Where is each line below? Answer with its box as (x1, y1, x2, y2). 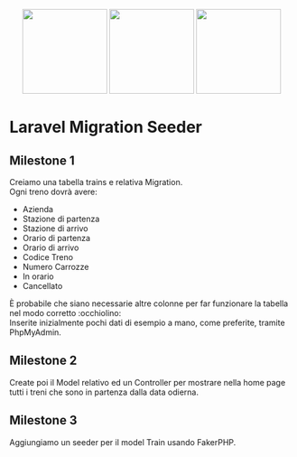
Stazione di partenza (22, 213, 100, 224)
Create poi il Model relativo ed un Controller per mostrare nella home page (9, 377, 286, 387)
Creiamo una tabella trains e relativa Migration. (9, 177, 183, 187)
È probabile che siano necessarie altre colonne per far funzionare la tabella (9, 298, 289, 309)
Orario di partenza (22, 233, 91, 243)
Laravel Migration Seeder (9, 117, 203, 137)
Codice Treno (22, 252, 74, 262)
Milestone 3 (9, 413, 78, 428)
